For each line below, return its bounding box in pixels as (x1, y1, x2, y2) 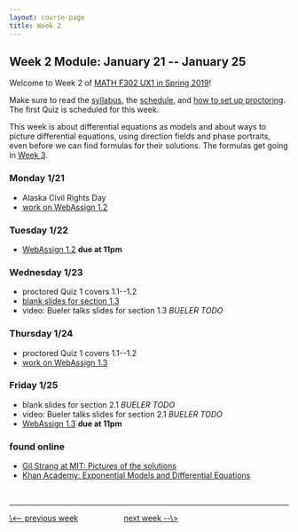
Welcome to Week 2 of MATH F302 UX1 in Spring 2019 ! (9, 77, 212, 89)
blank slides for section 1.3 (21, 296, 120, 306)
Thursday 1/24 (9, 328, 74, 340)
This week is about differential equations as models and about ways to (9, 122, 267, 132)
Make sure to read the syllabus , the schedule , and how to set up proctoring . (9, 95, 286, 106)
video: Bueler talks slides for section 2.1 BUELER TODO (21, 409, 223, 419)
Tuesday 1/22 (9, 224, 69, 236)
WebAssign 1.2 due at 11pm (21, 243, 122, 254)
